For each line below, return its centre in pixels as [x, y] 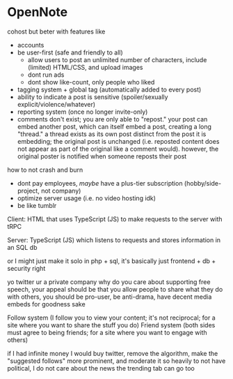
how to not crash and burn [45, 170]
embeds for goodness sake [46, 304]
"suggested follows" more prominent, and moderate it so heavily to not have [116, 361]
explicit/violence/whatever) [56, 104]
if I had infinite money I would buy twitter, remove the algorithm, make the [113, 353]
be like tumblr [37, 205]
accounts [31, 45]
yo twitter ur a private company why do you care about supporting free [109, 282]
